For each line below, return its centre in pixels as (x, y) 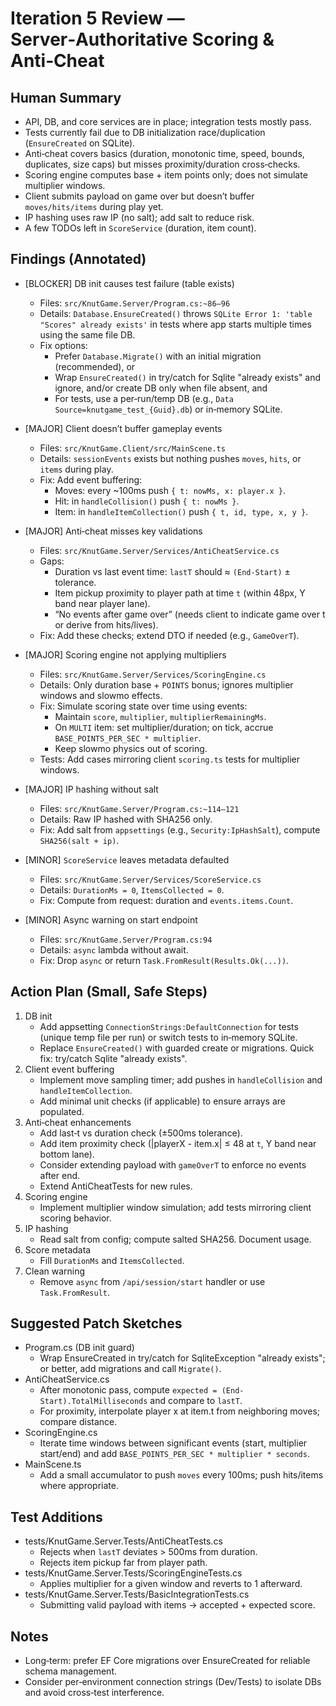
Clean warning (55, 1271)
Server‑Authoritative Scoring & (142, 39)
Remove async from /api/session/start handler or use (152, 1281)
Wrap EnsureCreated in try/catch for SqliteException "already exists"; (182, 1358)
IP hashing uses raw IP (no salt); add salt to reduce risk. (139, 217)
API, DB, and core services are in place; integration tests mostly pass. (168, 121)
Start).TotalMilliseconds (93, 1402)
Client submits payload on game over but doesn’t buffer (139, 196)
